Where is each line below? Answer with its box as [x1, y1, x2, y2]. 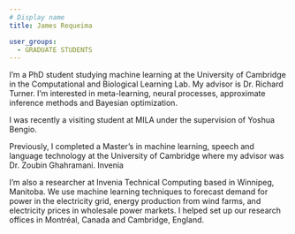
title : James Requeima [9, 21, 93, 30]
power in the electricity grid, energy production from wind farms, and [9, 196, 261, 207]
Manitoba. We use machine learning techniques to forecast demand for [9, 186, 269, 197]
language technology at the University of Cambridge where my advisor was [9, 151, 284, 162]
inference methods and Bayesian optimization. [9, 98, 178, 109]
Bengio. [9, 125, 37, 135]
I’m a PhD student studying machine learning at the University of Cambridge [9, 70, 287, 80]
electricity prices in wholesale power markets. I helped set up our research [9, 205, 281, 216]
